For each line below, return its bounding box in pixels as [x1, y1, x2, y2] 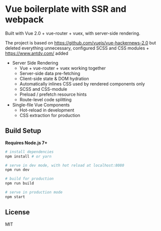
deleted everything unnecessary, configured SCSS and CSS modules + [5, 45, 149, 51]
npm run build [5, 181, 34, 186]
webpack [5, 14, 44, 25]
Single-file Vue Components [12, 102, 70, 108]
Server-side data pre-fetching [19, 70, 80, 76]
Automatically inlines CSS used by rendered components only [19, 80, 145, 87]
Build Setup [5, 127, 41, 135]
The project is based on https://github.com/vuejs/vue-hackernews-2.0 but [5, 39, 156, 45]
